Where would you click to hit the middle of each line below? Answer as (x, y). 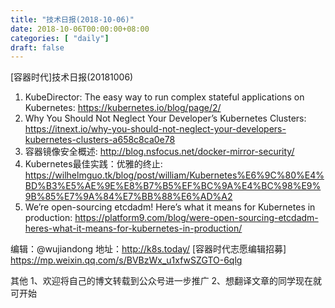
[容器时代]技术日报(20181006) (72, 77)
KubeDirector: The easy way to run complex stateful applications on (164, 97)
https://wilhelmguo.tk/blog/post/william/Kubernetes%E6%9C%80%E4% (174, 175)
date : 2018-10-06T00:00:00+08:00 (80, 29)
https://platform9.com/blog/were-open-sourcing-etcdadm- (196, 218)
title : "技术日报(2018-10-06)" (72, 19)
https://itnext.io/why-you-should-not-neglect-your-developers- (155, 129)
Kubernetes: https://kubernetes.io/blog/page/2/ (123, 108)
